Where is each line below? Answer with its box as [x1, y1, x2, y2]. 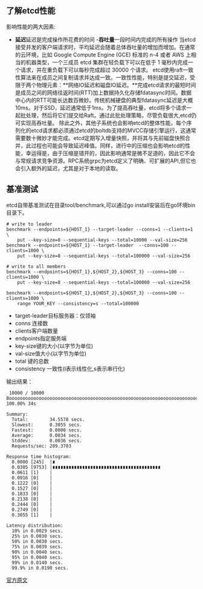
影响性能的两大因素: [6, 23, 56, 30]
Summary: [6, 411, 28, 417]
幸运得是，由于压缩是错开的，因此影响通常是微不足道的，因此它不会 [25, 149, 195, 156]
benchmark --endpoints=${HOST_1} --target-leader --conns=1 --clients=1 [6, 226, 193, 232]
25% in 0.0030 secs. [11, 533, 63, 539]
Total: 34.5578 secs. [11, 416, 85, 422]
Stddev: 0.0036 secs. [11, 438, 83, 444]
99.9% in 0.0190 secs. [11, 565, 69, 571]
